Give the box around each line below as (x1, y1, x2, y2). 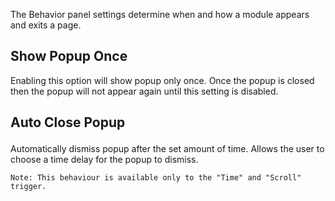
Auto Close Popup (10, 114, 126, 131)
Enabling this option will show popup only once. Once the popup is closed (10, 74, 315, 86)
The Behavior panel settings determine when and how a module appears (10, 9, 310, 20)
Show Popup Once (10, 48, 128, 65)
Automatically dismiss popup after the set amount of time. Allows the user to (10, 143, 325, 155)
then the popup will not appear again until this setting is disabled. (10, 85, 279, 97)
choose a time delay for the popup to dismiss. (10, 154, 199, 166)
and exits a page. (10, 19, 82, 31)
